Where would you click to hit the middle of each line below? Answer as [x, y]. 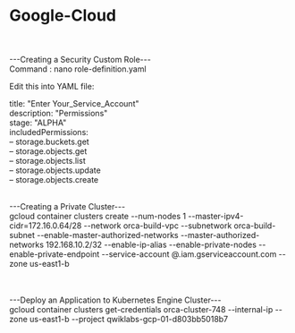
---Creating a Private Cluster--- [67, 206]
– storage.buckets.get [49, 141]
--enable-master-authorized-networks [108, 235]
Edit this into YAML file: [52, 86]
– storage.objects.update [55, 170]
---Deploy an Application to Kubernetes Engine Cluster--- [115, 300]
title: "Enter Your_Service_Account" [74, 103]
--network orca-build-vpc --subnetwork [158, 226]
